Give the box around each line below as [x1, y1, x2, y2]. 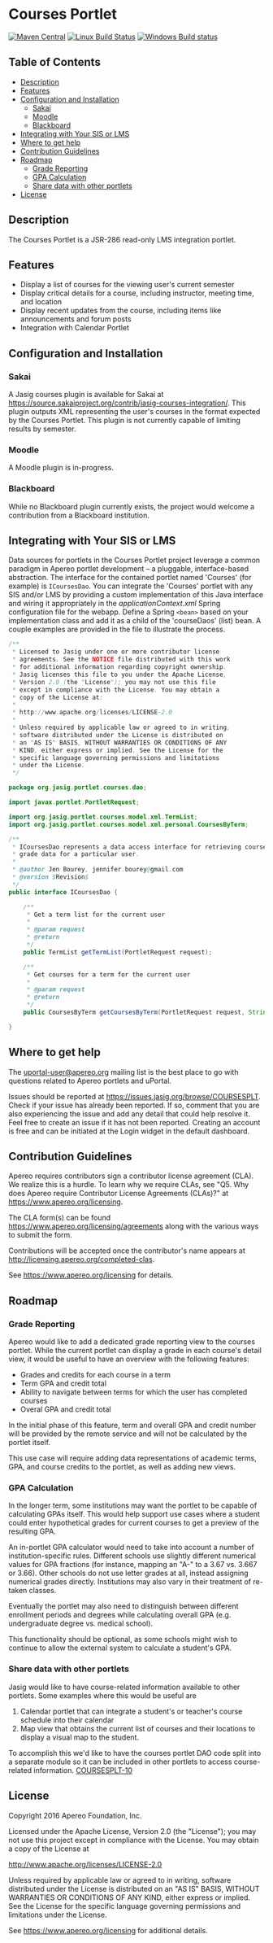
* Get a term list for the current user [26, 910, 165, 919]
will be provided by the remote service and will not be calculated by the [8, 1429, 248, 1439]
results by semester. [8, 424, 76, 434]
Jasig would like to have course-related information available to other [8, 1682, 240, 1692]
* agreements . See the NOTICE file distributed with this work [11, 656, 231, 664]
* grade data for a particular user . [11, 850, 140, 858]
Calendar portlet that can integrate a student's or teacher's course [19, 1706, 243, 1716]
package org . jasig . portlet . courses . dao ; [8, 784, 148, 792]
